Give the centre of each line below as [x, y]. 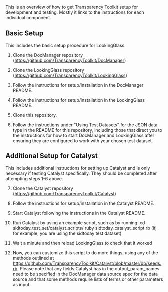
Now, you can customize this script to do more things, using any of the [85, 252]
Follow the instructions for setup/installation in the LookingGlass [79, 100]
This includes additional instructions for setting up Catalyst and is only [78, 168]
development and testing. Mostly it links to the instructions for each [75, 12]
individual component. [28, 18]
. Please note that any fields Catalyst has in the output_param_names [88, 268]
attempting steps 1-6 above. [34, 178]
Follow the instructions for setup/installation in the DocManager [78, 85]
